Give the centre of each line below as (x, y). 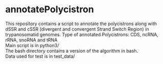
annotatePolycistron (50, 9)
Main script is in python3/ (32, 45)
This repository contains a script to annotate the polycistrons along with (81, 24)
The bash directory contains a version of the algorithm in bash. (72, 51)
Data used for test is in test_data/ (40, 56)
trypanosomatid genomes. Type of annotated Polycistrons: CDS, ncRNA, (82, 34)
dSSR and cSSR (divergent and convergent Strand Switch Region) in (77, 29)
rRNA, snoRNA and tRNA (32, 40)
